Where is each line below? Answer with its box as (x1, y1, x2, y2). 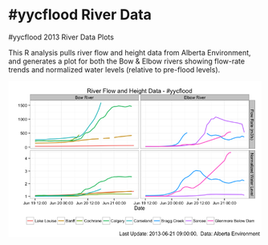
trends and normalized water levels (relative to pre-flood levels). (8, 64, 221, 74)
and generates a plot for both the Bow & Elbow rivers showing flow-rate (8, 56, 246, 66)
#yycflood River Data (8, 6, 152, 24)
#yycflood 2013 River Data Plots (8, 32, 115, 42)
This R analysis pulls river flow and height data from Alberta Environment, (8, 47, 251, 57)
